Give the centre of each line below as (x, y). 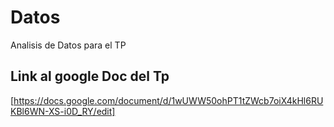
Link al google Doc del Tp (90, 76)
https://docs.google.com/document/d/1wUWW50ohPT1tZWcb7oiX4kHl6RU (168, 100)
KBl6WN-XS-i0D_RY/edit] (63, 111)
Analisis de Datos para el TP (68, 45)
